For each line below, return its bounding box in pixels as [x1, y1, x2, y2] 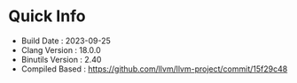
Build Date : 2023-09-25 [20, 35, 112, 46]
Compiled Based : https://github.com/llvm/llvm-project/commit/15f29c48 [20, 64, 288, 74]
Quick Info [8, 6, 86, 26]
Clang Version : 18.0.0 [20, 44, 101, 55]
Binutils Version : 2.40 [20, 54, 102, 64]
